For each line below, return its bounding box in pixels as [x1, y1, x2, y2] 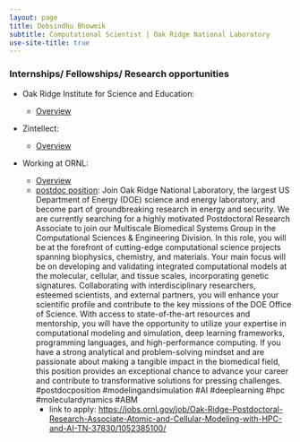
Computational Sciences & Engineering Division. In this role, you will [35, 232, 287, 243]
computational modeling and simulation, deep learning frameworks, [35, 327, 285, 338]
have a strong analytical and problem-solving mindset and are [35, 346, 265, 357]
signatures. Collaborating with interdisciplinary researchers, [35, 280, 257, 290]
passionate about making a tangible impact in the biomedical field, [35, 356, 280, 367]
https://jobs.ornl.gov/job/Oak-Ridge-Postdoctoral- [98, 403, 284, 414]
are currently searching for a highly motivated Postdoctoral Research [35, 212, 291, 224]
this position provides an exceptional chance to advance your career [35, 365, 289, 377]
